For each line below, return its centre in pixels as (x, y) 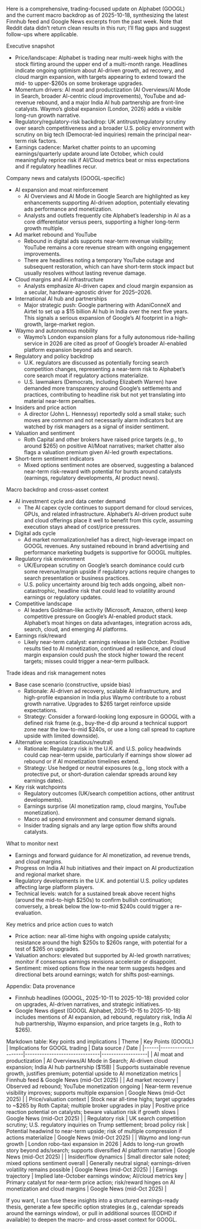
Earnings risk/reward (41, 636)
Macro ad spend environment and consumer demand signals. (100, 819)
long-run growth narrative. (48, 115)
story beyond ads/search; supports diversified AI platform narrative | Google (100, 1150)
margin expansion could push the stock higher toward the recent (104, 655)
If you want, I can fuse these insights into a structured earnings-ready (92, 1200)
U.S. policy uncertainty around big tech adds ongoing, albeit (98, 584)
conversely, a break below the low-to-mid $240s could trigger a (94, 906)
